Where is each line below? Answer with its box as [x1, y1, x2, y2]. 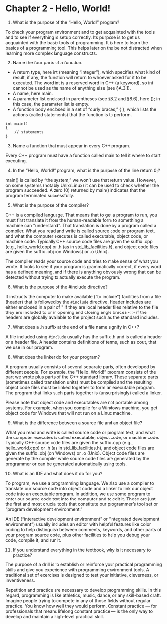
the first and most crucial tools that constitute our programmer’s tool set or [5, 501, 158, 507]
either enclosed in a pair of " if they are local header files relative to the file [5, 304, 158, 310]
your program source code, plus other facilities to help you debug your [5, 532, 150, 538]
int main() [5, 121, 28, 126]
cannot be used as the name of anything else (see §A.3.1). [12, 85, 131, 91]
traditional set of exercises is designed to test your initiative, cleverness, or [5, 572, 159, 578]
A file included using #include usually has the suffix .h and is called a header [5, 333, 162, 340]
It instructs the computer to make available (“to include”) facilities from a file [5, 293, 161, 299]
